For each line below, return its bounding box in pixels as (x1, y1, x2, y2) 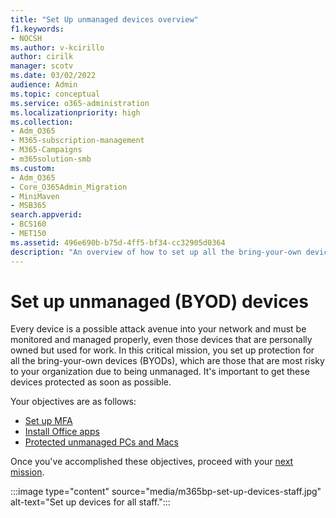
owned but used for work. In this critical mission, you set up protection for (10, 344, 315, 356)
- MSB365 (10, 201, 47, 211)
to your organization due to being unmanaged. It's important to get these (10, 366, 310, 378)
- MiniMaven (10, 191, 60, 201)
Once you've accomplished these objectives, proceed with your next (10, 456, 294, 468)
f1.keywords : (10, 24, 65, 34)
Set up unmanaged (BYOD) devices (10, 290, 309, 313)
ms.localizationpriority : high (10, 107, 141, 118)
